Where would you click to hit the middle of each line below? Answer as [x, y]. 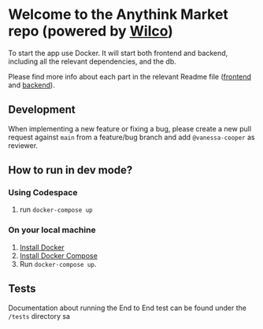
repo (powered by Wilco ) [91, 31]
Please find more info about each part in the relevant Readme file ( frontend [130, 76]
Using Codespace [43, 193]
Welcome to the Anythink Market [118, 15]
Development [42, 110]
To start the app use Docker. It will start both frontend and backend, [118, 53]
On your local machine [52, 230]
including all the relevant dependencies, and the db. [92, 61]
